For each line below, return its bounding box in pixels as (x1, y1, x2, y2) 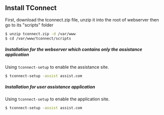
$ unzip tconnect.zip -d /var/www (5, 31, 76, 36)
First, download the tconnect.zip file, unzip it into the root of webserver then (5, 17, 160, 22)
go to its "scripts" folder (5, 22, 54, 28)
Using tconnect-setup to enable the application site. (5, 96, 110, 102)
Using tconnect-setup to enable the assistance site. (5, 64, 109, 70)
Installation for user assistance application (5, 84, 96, 90)
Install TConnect (5, 4, 57, 12)
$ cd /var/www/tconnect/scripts (5, 36, 71, 41)
